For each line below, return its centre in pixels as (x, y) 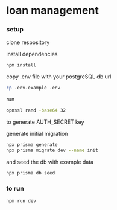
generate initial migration (37, 134)
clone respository (28, 42)
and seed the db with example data (50, 162)
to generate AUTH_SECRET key (45, 122)
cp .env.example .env (33, 88)
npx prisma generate (32, 145)
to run (15, 188)
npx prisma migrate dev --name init (52, 150)
